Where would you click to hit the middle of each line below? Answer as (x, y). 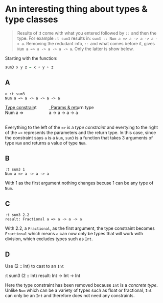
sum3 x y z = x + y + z (29, 67)
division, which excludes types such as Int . (49, 239)
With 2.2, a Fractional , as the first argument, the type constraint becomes (80, 228)
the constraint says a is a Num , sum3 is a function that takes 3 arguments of (79, 138)
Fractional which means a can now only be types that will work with (74, 234)
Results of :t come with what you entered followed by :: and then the (87, 33)
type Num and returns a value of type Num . (46, 143)
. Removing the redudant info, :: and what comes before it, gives (89, 43)
